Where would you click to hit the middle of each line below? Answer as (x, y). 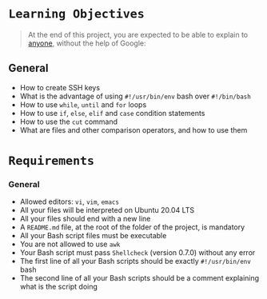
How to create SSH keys (60, 87)
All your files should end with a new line (85, 219)
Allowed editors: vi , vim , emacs (70, 201)
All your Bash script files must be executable (93, 236)
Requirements (51, 160)
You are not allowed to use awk (70, 244)
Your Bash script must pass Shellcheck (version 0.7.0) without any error (137, 253)
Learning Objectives (77, 14)
